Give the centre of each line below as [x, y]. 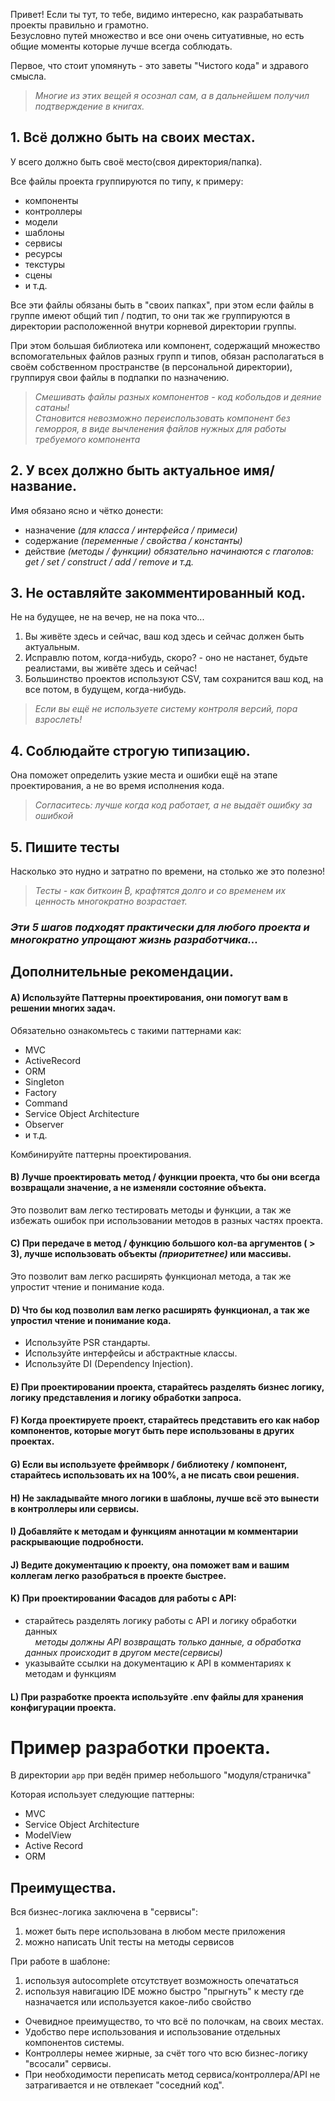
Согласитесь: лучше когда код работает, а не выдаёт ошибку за [173, 805]
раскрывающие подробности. [77, 1542]
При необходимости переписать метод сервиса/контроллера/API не [172, 2075]
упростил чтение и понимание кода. [91, 1320]
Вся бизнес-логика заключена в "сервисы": [104, 1912]
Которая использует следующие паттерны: [102, 1795]
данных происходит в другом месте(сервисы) [123, 1652]
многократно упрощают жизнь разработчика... [134, 939]
